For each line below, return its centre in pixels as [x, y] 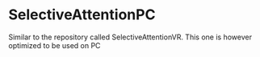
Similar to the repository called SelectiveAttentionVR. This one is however [130, 37]
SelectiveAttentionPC [82, 15]
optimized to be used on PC [55, 45]
